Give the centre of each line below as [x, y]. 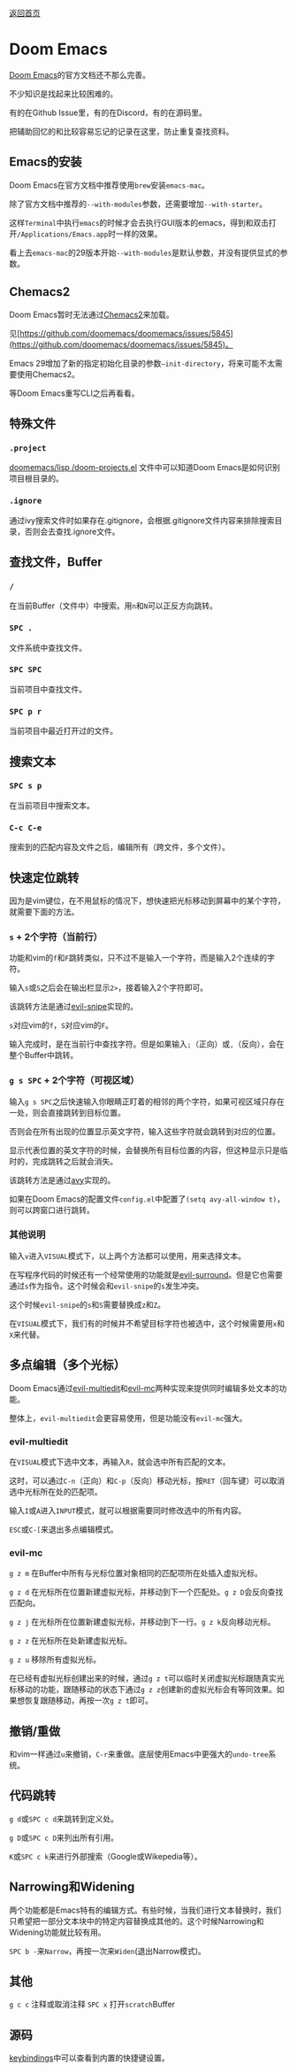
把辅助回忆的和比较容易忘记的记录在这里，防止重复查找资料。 [122, 131]
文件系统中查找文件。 [48, 647]
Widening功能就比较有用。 [57, 1932]
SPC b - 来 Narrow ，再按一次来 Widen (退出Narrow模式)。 [107, 1951]
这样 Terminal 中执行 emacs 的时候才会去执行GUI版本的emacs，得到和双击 [139, 222]
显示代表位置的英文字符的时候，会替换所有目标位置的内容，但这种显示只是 [145, 1150]
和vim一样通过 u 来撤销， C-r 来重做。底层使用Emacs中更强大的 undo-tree [139, 1754]
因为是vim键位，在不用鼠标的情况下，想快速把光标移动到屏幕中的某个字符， [147, 901]
